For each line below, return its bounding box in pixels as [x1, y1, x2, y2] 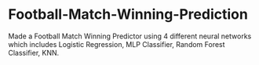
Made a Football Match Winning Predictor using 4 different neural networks [8, 31, 252, 41]
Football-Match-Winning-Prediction [8, 5, 249, 23]
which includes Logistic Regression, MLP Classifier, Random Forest [8, 39, 225, 49]
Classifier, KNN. [8, 48, 60, 57]
